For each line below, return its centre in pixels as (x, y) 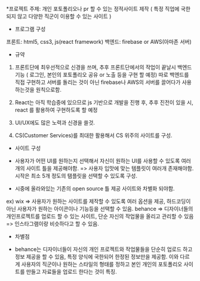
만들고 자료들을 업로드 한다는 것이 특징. (72, 272)
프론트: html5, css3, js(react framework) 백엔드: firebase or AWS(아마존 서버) (99, 42)
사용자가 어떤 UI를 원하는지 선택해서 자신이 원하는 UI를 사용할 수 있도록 (97, 161)
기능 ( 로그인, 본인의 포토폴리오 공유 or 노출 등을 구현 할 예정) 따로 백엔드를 (102, 75)
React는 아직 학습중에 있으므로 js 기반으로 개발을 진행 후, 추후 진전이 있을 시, (104, 102)
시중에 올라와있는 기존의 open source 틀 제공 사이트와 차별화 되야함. (95, 188)
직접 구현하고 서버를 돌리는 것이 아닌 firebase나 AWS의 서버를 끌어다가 (98, 82)
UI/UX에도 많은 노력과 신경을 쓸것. (55, 123)
